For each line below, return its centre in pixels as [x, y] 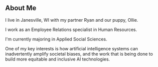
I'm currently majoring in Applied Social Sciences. [56, 39]
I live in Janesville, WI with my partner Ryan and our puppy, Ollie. [72, 20]
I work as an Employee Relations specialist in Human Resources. [71, 30]
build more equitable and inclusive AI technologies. [58, 59]
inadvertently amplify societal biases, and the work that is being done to [79, 54]
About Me [21, 8]
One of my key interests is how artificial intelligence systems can [72, 48]
